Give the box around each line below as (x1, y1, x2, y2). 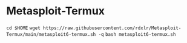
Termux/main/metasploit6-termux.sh (6, 31, 96, 37)
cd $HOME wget (6, 25, 41, 31)
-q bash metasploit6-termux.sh (98, 31, 176, 37)
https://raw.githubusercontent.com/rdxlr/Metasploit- (43, 25, 182, 31)
